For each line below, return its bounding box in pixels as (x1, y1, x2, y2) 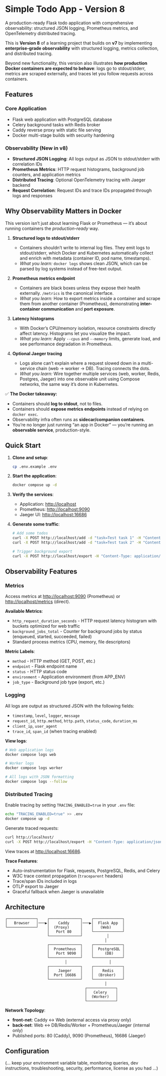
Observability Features (5, 567, 78, 576)
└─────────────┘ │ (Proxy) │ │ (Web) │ (5, 925, 125, 930)
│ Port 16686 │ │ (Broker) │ (47, 972, 125, 977)
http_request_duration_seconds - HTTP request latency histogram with (12, 618, 157, 624)
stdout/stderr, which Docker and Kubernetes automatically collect (19, 250, 154, 256)
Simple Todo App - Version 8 (5, 3, 125, 15)
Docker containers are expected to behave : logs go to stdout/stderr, (5, 65, 146, 71)
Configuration (5, 1047, 49, 1055)
